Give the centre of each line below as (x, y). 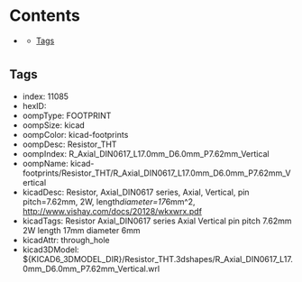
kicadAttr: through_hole (66, 240)
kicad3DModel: (50, 250)
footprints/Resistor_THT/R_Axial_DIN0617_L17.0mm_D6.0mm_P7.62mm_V (156, 173)
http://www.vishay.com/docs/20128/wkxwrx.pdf (112, 211)
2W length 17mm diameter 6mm (81, 230)
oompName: (46, 163)
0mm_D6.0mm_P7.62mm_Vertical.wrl (91, 268)
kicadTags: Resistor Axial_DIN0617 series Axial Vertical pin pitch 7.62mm (157, 221)
